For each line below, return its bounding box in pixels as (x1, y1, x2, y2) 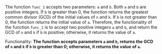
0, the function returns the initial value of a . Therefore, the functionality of (5, 19, 152, 25)
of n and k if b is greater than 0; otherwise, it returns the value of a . (5, 44, 142, 49)
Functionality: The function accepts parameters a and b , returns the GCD (5, 39, 153, 44)
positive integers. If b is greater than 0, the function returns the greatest (5, 9, 148, 15)
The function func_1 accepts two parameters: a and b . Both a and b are (5, 4, 146, 10)
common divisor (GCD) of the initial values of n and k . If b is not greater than (5, 14, 157, 20)
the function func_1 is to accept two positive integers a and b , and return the (5, 24, 158, 30)
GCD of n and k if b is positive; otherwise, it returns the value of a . (5, 30, 136, 35)
